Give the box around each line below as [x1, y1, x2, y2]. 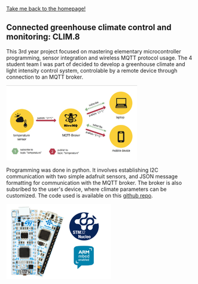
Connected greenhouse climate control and [6, 22, 172, 32]
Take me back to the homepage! [6, 5, 86, 12]
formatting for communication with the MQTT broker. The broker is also [6, 179, 182, 186]
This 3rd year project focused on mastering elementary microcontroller [6, 47, 181, 55]
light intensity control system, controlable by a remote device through [6, 67, 178, 74]
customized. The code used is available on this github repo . [6, 192, 153, 199]
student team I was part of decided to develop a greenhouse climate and [6, 60, 185, 68]
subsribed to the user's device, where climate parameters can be [6, 186, 167, 193]
